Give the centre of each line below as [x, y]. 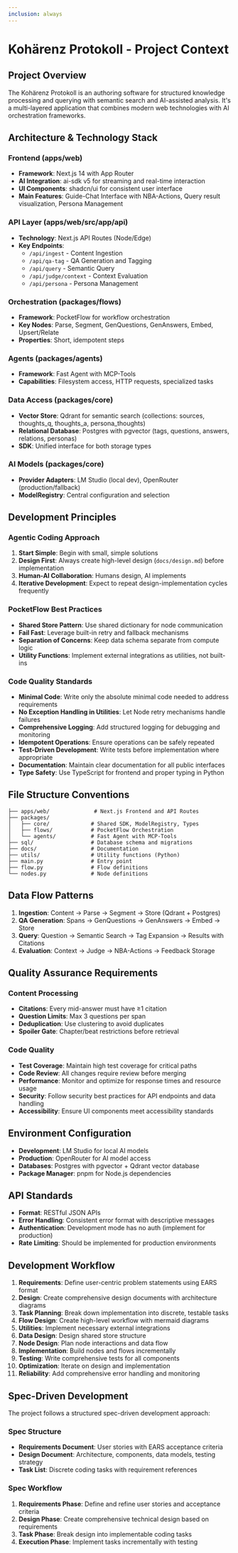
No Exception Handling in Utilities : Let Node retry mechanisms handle [122, 712]
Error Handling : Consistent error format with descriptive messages [117, 1220]
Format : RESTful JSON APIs [60, 1213]
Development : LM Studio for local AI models [83, 1150]
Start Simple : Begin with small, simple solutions [88, 553]
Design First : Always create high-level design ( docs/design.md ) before [121, 561]
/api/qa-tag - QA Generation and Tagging [90, 260]
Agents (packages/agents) [55, 358]
